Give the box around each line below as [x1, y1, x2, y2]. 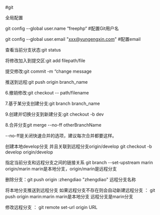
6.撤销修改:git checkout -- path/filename [5, 90, 89, 95]
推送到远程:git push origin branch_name [5, 79, 88, 85]
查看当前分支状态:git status [5, 47, 61, 52]
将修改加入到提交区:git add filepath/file [5, 58, 86, 64]
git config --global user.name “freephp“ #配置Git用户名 [5, 25, 119, 31]
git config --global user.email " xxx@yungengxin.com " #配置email [5, 36, 141, 42]
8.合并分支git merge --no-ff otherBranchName [5, 122, 102, 128]
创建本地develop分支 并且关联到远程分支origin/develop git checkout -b [5, 143, 152, 149]
